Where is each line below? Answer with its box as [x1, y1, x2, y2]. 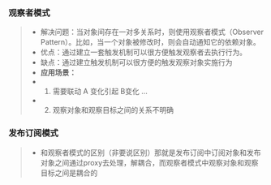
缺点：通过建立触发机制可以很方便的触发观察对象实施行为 [40, 58, 233, 67]
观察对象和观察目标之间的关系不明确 [52, 105, 174, 115]
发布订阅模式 [8, 127, 59, 139]
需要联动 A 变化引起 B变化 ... [52, 87, 148, 97]
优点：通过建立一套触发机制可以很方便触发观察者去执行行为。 [40, 47, 247, 58]
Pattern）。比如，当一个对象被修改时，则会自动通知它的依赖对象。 [40, 37, 261, 47]
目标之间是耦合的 [40, 168, 98, 178]
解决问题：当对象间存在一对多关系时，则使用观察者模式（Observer [40, 27, 264, 37]
